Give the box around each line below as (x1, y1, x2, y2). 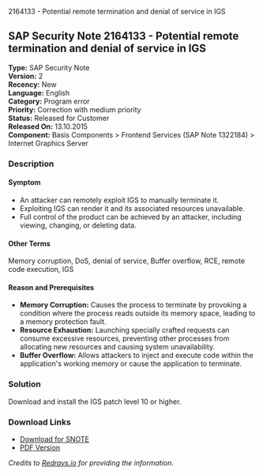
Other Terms (8, 239, 51, 248)
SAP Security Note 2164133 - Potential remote (8, 29, 239, 43)
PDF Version (19, 443, 61, 452)
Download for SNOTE (19, 434, 89, 443)
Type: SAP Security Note (8, 62, 90, 72)
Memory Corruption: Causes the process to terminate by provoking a (19, 300, 247, 310)
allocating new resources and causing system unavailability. (19, 342, 216, 352)
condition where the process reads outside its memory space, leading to (19, 308, 256, 319)
